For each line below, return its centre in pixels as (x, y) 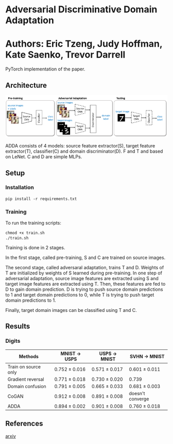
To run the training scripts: (33, 223)
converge (139, 399)
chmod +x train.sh (25, 233)
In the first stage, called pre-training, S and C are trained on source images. (85, 257)
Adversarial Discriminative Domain (81, 10)
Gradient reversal (26, 379)
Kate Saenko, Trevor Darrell (65, 55)
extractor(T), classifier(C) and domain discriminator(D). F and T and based (84, 151)
